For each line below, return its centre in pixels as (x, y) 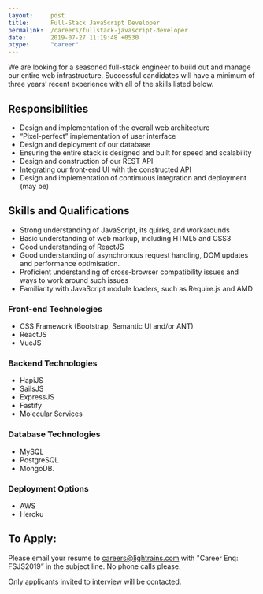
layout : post (37, 15)
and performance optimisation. (70, 263)
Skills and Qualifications (69, 211)
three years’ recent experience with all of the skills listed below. (111, 84)
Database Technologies (54, 434)
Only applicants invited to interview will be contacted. (95, 581)
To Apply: (32, 539)
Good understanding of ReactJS (72, 247)
